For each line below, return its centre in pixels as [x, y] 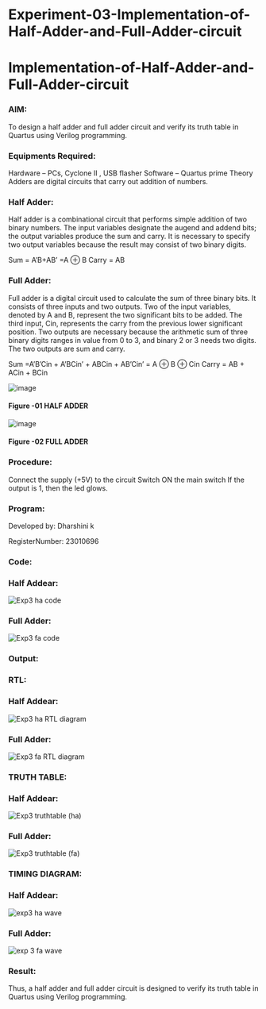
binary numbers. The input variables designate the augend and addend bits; [132, 228]
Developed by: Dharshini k [51, 526]
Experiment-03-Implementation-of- [129, 15]
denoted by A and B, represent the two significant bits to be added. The [125, 314]
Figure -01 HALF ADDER [48, 406]
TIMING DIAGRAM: [45, 874]
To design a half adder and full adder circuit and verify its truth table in [123, 127]
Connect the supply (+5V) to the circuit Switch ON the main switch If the [126, 479]
